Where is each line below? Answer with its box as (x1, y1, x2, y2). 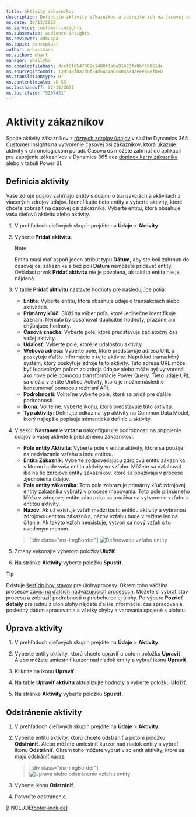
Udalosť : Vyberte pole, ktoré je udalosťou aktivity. (23, 340, 143, 348)
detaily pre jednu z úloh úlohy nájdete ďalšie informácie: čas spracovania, (6, 600, 184, 607)
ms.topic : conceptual (6, 42, 59, 47)
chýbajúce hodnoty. (23, 322, 71, 329)
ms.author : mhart (6, 52, 48, 58)
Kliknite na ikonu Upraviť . (14, 668, 76, 675)
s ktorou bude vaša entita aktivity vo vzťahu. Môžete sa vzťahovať (23, 463, 182, 470)
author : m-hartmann (6, 47, 54, 53)
